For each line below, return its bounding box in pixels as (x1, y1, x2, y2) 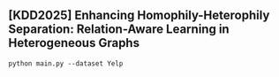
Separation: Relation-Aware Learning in (8, 22, 230, 37)
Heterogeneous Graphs (8, 35, 140, 50)
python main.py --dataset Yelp (8, 58, 124, 68)
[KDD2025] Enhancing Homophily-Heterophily (8, 8, 270, 23)
